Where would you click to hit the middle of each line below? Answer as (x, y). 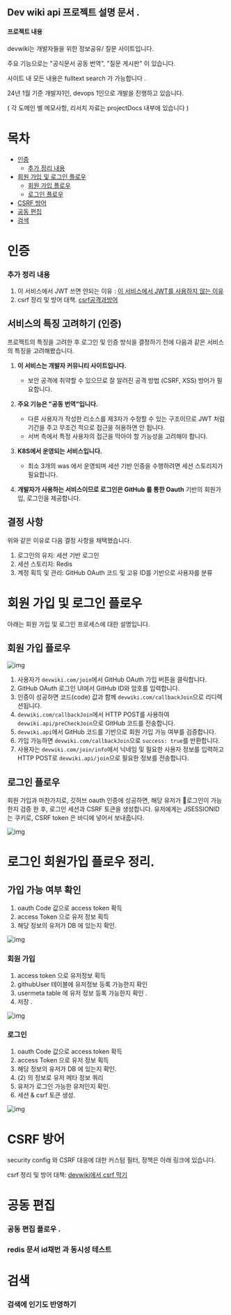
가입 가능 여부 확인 (44, 890)
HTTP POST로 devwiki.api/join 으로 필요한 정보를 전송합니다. (103, 758)
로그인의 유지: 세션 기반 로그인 (58, 555)
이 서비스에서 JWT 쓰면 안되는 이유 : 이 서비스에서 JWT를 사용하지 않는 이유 (120, 291)
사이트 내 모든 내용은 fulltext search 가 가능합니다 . (77, 78)
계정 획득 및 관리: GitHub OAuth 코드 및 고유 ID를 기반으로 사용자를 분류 (115, 572)
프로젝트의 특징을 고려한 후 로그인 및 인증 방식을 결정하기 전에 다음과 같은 (106, 342)
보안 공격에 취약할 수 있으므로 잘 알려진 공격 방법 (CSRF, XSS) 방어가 (121, 380)
